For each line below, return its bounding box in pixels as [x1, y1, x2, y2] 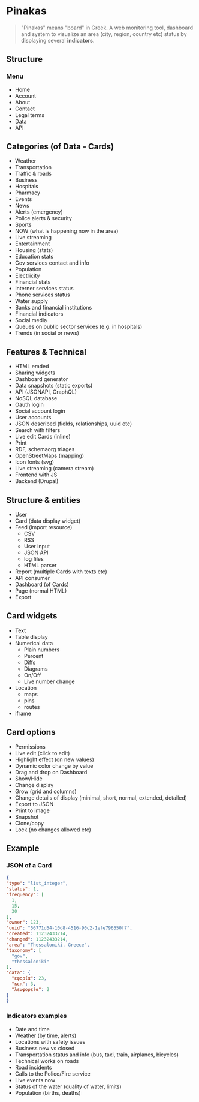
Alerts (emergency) [14, 208, 63, 215]
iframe [14, 710, 31, 717]
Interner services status [14, 285, 74, 292]
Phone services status [14, 291, 70, 298]
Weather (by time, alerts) [14, 1032, 77, 1039]
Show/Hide [14, 775, 43, 782]
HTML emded [14, 363, 49, 370]
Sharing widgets [14, 369, 56, 376]
